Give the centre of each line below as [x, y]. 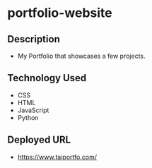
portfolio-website [60, 13]
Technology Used [47, 78]
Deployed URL [39, 140]
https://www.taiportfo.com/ [57, 157]
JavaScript [33, 110]
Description [34, 39]
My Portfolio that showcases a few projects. [82, 56]
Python [28, 117]
